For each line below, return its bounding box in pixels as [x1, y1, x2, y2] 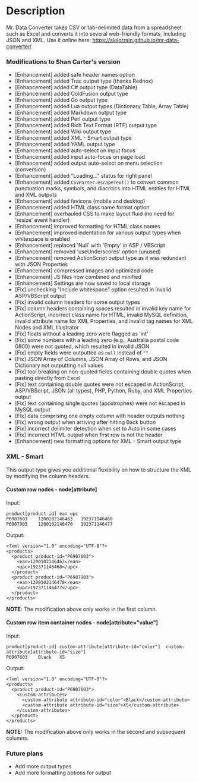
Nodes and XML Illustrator [14, 324, 79, 331]
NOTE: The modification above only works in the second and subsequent [6, 728, 186, 735]
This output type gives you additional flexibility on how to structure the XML [6, 466, 192, 473]
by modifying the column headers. [6, 472, 90, 479]
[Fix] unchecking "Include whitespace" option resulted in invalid [14, 286, 172, 293]
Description [6, 4, 65, 18]
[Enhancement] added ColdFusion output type [14, 90, 129, 98]
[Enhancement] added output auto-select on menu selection [14, 159, 163, 167]
